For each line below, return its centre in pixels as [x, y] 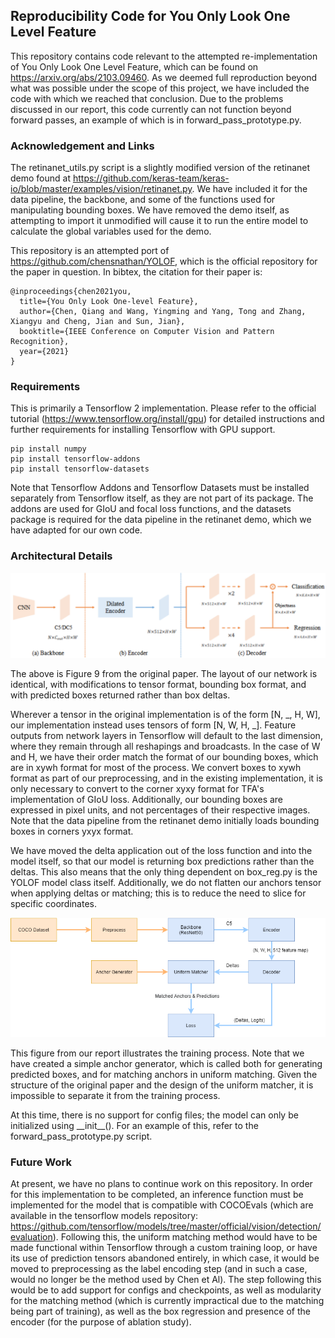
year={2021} [44, 352]
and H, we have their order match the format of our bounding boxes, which [164, 756]
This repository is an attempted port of [90, 251]
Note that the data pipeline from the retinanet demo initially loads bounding [165, 820]
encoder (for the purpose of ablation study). [101, 1322]
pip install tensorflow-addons [75, 459]
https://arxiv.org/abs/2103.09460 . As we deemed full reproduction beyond [164, 77]
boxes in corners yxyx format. [72, 831]
